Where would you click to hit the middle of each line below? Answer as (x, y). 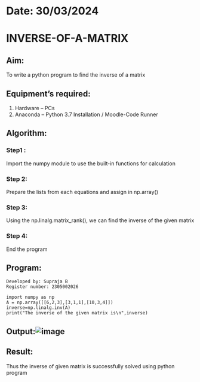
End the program (27, 249)
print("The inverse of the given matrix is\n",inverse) (77, 313)
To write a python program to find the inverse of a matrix (76, 75)
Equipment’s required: (48, 94)
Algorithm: (27, 133)
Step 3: (17, 207)
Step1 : (16, 150)
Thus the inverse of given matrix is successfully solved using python (90, 366)
